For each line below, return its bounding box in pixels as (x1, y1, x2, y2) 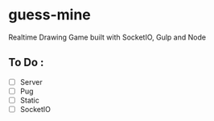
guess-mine (8, 6, 91, 24)
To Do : (8, 56, 44, 69)
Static (19, 95, 40, 105)
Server (19, 77, 43, 86)
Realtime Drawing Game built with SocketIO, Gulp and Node (8, 32, 207, 42)
